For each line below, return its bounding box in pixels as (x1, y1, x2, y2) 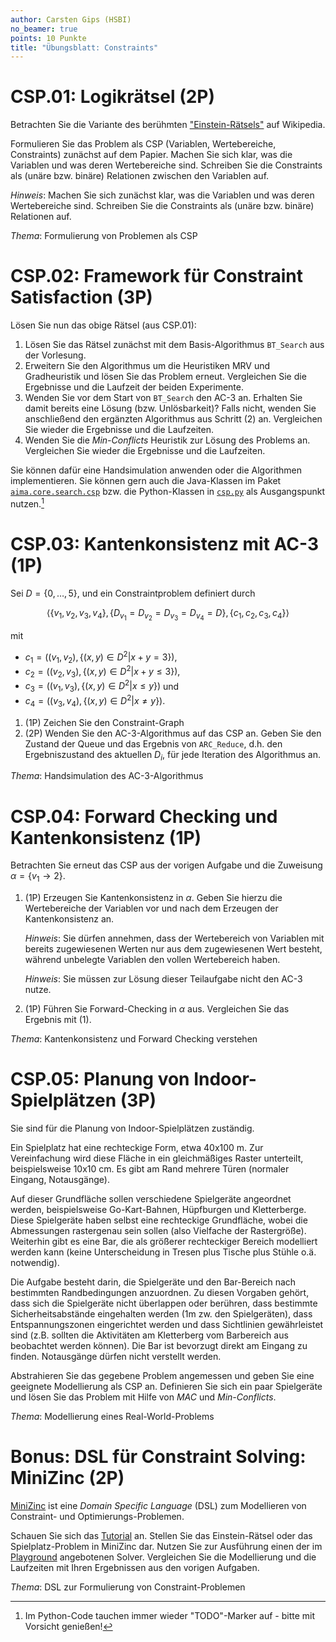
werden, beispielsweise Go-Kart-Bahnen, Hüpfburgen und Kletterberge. (10, 1204, 307, 1216)
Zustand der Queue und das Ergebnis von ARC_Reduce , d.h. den (24, 737, 283, 750)
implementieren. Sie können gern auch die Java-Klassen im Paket (10, 475, 282, 487)
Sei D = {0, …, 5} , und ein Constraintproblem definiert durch (10, 587, 256, 599)
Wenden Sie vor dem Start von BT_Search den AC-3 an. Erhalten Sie (24, 392, 303, 404)
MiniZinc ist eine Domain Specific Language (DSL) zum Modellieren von (10, 1500, 307, 1512)
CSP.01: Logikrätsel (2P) (10, 86, 216, 108)
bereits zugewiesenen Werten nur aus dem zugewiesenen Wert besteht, (24, 943, 323, 955)
